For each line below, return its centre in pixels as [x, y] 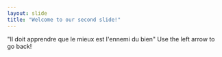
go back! [20, 46]
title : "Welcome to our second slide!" [64, 20]
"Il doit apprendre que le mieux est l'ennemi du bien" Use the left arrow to [111, 39]
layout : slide [27, 13]
